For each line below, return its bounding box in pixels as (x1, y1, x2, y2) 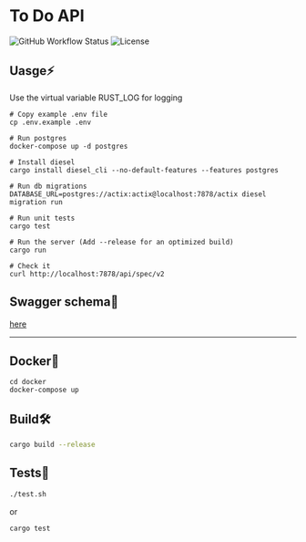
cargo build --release (9, 440, 96, 450)
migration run (9, 197, 64, 206)
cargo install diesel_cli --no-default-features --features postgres (9, 165, 280, 174)
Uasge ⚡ (9, 63, 55, 78)
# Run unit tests (9, 214, 76, 223)
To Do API (9, 5, 85, 26)
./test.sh (9, 489, 47, 498)
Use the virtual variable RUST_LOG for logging (9, 92, 183, 103)
